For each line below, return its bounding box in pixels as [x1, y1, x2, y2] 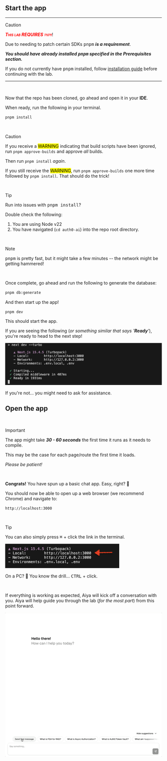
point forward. [5, 603, 34, 609]
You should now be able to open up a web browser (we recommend [5, 490, 144, 496]
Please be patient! [5, 461, 43, 467]
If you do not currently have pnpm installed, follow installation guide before [5, 66, 158, 72]
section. [5, 56, 23, 62]
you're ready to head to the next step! [5, 333, 83, 339]
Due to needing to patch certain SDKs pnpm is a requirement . [5, 41, 131, 47]
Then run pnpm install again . [5, 158, 66, 164]
